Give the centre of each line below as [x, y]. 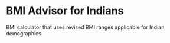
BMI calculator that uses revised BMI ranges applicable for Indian [85, 27]
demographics [24, 33]
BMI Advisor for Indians [65, 11]
